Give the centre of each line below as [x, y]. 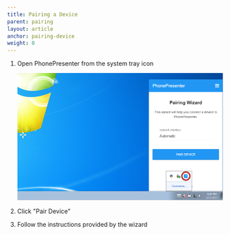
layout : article [30, 29]
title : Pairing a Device [42, 14]
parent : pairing [30, 22]
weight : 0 [21, 43]
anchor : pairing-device [41, 36]
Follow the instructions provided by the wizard [82, 224]
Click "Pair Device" [44, 211]
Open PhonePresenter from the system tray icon [85, 64]
